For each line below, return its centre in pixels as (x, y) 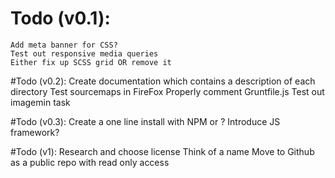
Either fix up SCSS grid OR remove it (91, 62)
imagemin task (40, 102)
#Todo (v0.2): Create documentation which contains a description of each (163, 81)
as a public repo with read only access (90, 162)
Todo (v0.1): (60, 18)
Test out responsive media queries (84, 53)
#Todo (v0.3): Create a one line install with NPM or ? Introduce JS (145, 121)
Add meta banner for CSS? (64, 45)
